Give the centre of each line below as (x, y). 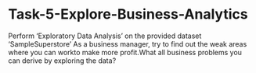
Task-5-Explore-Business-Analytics (128, 14)
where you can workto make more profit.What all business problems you (125, 52)
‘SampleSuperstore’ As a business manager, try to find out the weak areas (128, 43)
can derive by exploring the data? (62, 61)
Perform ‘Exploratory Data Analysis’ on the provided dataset (105, 36)
